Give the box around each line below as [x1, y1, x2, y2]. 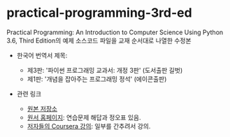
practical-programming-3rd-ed [6, 5, 193, 21]
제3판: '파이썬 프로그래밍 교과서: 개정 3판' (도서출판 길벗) [27, 66, 183, 74]
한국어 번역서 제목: [16, 51, 68, 59]
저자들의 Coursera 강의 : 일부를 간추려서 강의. [27, 122, 151, 130]
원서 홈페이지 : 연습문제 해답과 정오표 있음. [27, 113, 141, 122]
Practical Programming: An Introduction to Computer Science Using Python [6, 28, 224, 36]
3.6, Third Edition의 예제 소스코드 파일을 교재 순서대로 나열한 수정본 [6, 36, 192, 45]
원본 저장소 [27, 104, 57, 113]
